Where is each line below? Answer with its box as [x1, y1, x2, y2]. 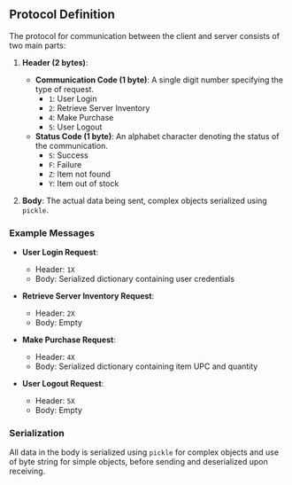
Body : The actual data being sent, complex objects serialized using [21, 195, 267, 206]
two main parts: [9, 40, 66, 51]
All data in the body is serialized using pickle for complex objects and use [9, 447, 280, 458]
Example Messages [9, 226, 96, 239]
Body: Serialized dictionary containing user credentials [35, 274, 235, 285]
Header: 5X [35, 395, 75, 406]
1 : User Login [48, 93, 97, 104]
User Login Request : [21, 247, 99, 258]
